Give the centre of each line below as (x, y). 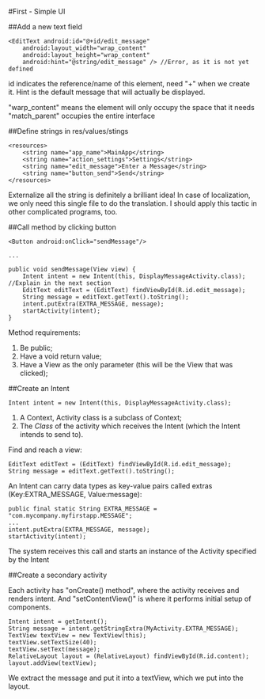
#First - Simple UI (37, 11)
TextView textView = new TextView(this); (78, 636)
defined (21, 69)
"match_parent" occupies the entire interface (82, 116)
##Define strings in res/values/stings (68, 131)
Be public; (36, 348)
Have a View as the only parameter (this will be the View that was (126, 365)
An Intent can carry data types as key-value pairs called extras (110, 486)
